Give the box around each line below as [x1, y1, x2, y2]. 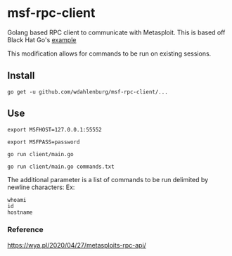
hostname [7, 209, 33, 216]
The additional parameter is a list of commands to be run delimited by [7, 175, 209, 184]
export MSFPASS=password [7, 139, 80, 146]
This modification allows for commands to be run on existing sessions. [7, 49, 212, 58]
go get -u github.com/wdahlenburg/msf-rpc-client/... [7, 88, 169, 96]
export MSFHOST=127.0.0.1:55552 [7, 126, 102, 133]
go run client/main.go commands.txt [7, 163, 115, 170]
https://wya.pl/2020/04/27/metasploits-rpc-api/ [7, 241, 146, 249]
